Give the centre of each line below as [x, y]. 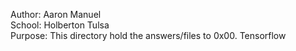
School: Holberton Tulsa [60, 25]
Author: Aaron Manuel [56, 14]
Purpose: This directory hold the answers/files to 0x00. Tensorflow [148, 35]
